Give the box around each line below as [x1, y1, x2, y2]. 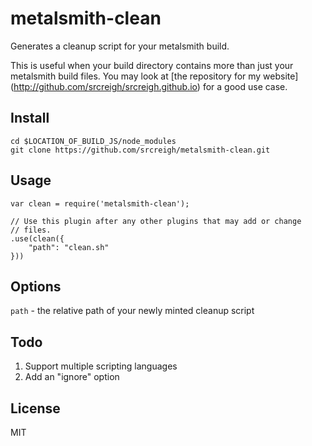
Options [10, 278, 62, 295]
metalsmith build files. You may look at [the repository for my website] [10, 70, 299, 82]
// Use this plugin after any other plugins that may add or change [10, 216, 302, 226]
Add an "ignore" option [24, 371, 120, 383]
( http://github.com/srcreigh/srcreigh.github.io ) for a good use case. [10, 80, 288, 92]
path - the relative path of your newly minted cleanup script [10, 305, 255, 317]
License [10, 400, 61, 417]
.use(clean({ [10, 233, 65, 244]
